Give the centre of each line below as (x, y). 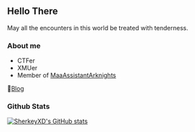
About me (24, 45)
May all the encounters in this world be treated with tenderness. (97, 27)
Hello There (33, 11)
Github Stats (29, 107)
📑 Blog (16, 89)
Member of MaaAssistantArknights (66, 76)
